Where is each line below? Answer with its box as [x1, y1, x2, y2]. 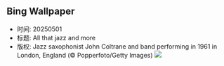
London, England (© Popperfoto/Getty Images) [16, 51, 153, 59]
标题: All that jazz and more [16, 33, 96, 42]
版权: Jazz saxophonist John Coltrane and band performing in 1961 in [16, 42, 218, 51]
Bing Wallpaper [6, 6, 75, 17]
